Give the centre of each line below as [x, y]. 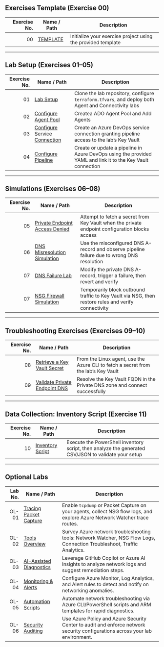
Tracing [32, 508]
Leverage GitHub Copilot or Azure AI [103, 558]
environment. [77, 637]
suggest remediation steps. [93, 570]
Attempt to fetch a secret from [115, 217]
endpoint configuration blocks [115, 229]
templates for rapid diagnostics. [98, 611]
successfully [91, 392]
